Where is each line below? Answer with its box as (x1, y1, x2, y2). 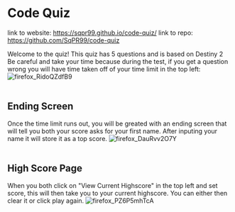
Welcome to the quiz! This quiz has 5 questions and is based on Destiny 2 (7, 50, 224, 58)
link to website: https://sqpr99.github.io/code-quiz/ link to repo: (7, 28, 193, 37)
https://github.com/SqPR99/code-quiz (7, 35, 120, 44)
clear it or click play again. (7, 196, 84, 205)
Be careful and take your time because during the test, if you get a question (7, 57, 229, 65)
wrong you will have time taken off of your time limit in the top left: (7, 65, 201, 73)
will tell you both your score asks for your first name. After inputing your (7, 126, 218, 135)
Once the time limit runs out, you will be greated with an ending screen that (7, 119, 227, 128)
